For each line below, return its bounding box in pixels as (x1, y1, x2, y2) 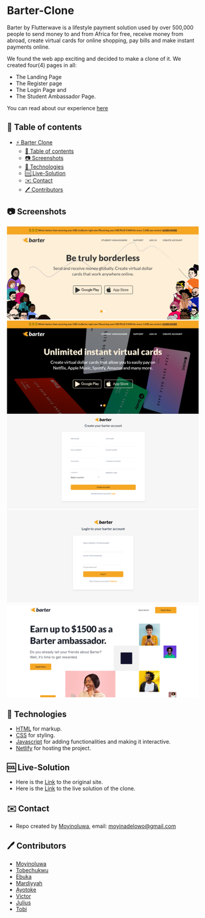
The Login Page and (15, 86, 66, 93)
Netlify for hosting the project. (15, 745, 92, 752)
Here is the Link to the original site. (15, 779, 103, 786)
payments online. (7, 43, 50, 51)
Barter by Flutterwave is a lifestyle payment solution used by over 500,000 (7, 24, 194, 31)
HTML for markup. (15, 725, 63, 732)
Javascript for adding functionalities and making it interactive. (15, 738, 171, 746)
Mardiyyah (15, 879, 43, 886)
